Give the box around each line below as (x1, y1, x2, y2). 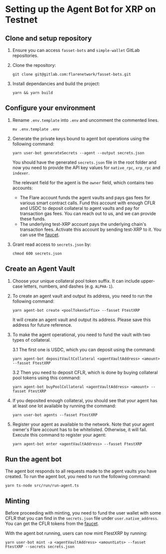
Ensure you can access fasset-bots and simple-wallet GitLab (12, 47, 140, 53)
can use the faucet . (19, 231, 60, 238)
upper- (141, 278, 156, 284)
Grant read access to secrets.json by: (12, 241, 91, 247)
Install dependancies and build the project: (12, 81, 100, 86)
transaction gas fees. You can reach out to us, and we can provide (19, 210, 156, 216)
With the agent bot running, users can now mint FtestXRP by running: (5, 531, 148, 537)
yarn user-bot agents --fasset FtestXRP (12, 412, 98, 418)
